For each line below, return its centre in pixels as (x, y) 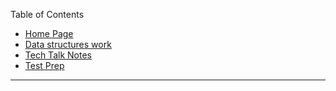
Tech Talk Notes (58, 55)
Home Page (49, 33)
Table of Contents (47, 14)
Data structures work (68, 44)
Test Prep (44, 65)
